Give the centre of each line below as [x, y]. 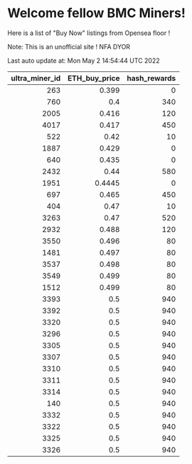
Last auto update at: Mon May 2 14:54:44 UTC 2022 [84, 60]
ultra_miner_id [36, 78]
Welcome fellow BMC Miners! [97, 13]
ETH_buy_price [94, 78]
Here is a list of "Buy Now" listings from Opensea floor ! [89, 33]
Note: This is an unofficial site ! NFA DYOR [69, 46]
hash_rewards [151, 78]
